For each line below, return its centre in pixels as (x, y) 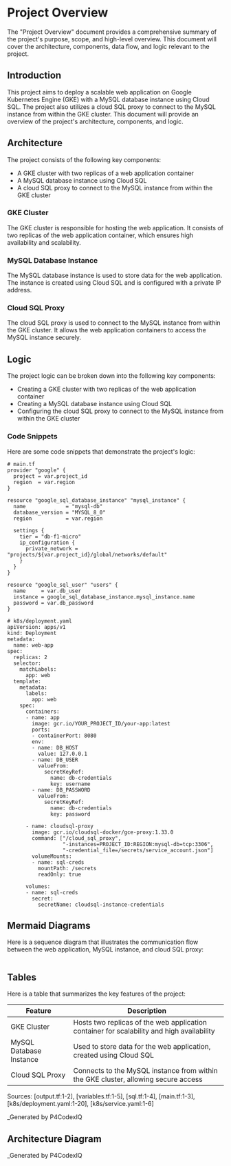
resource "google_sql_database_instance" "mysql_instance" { (97, 500)
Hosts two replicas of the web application (140, 1023)
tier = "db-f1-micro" (50, 536)
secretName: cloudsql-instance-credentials (101, 905)
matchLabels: (38, 669)
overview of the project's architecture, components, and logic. (95, 121)
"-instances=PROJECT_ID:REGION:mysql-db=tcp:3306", (138, 844)
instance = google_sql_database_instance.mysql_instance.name (104, 597)
